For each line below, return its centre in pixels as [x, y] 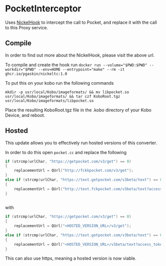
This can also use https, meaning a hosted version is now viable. [71, 259]
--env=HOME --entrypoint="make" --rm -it [82, 69]
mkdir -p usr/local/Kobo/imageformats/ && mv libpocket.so [67, 92]
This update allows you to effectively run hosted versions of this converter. [81, 143]
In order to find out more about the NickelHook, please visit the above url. [80, 55]
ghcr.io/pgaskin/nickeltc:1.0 [36, 74]
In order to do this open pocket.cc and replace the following [66, 152]
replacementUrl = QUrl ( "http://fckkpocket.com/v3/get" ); [74, 171]
